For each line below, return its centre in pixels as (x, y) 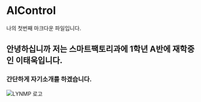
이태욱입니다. (39, 60)
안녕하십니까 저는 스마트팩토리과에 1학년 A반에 (89, 49)
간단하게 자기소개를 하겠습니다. (49, 80)
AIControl (31, 11)
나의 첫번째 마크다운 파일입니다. (44, 28)
